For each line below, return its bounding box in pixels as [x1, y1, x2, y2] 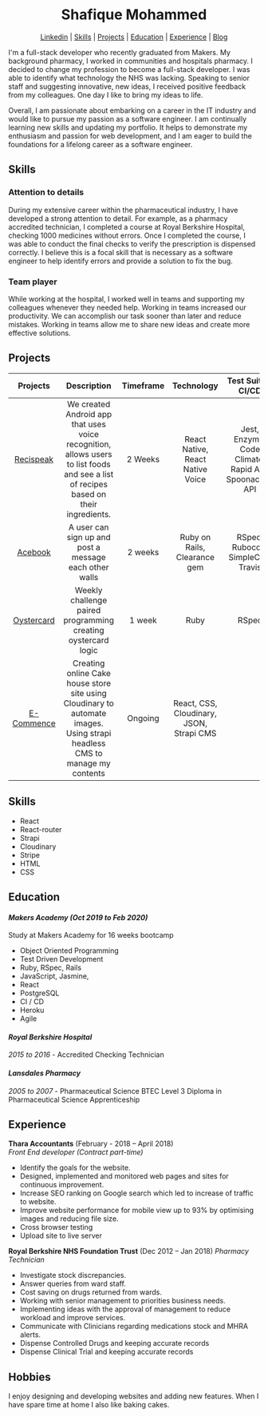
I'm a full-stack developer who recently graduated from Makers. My [8, 47, 231, 57]
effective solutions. [8, 328, 71, 338]
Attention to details [8, 186, 85, 198]
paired [77, 604, 101, 615]
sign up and [66, 531, 111, 542]
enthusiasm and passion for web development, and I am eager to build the [8, 130, 253, 141]
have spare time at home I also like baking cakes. [8, 1400, 170, 1410]
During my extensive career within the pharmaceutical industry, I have [8, 205, 238, 214]
